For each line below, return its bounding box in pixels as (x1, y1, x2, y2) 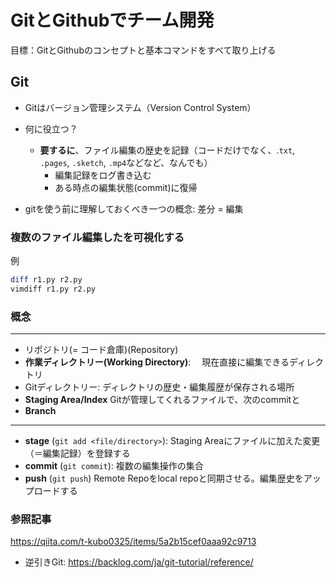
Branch (24, 405, 57, 417)
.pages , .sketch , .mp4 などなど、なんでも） (39, 156, 213, 168)
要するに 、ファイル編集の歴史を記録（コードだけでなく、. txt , (39, 144, 296, 156)
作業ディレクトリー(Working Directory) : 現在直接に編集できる (24, 356, 290, 368)
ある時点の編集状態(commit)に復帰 (54, 181, 198, 193)
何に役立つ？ (24, 122, 78, 135)
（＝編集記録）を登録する (24, 447, 131, 460)
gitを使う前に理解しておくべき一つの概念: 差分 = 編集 (24, 202, 244, 215)
